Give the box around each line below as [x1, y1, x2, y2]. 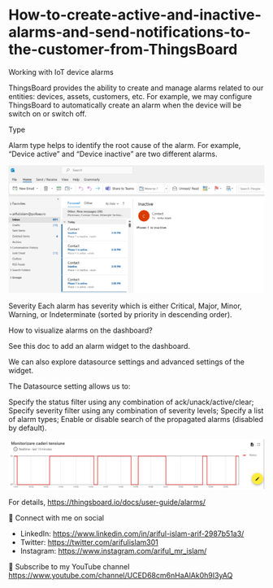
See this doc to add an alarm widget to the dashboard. [8, 342, 191, 351]
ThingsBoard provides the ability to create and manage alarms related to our [8, 83, 264, 93]
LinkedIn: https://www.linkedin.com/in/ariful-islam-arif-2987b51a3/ [19, 529, 245, 538]
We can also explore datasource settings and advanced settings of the [8, 357, 245, 367]
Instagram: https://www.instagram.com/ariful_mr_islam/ [19, 547, 207, 556]
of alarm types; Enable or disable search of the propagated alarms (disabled [8, 415, 264, 425]
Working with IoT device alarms [8, 67, 114, 76]
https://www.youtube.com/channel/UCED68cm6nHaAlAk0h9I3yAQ [8, 571, 233, 581]
